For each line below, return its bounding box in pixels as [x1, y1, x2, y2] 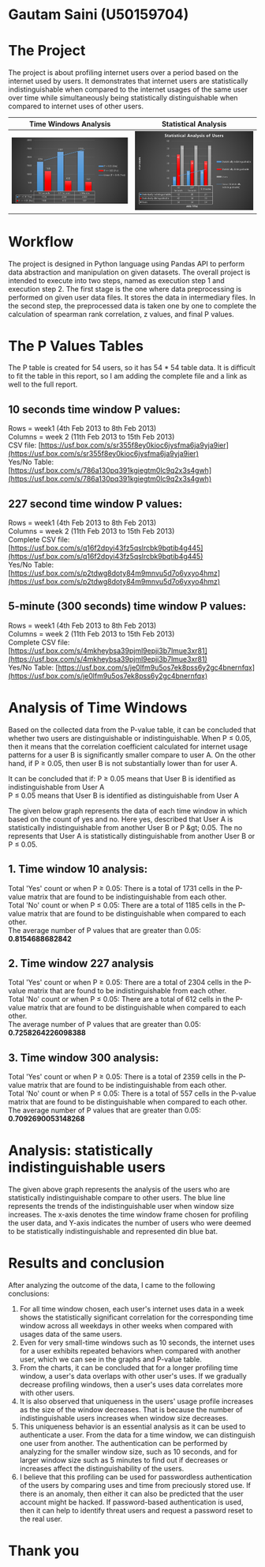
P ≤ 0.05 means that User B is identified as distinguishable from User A [8, 791, 239, 800]
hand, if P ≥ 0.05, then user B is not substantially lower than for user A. [8, 758, 238, 768]
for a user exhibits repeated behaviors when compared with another [19, 1346, 241, 1356]
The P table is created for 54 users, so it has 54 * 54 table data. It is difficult [8, 363, 256, 372]
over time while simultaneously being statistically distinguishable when [8, 93, 238, 103]
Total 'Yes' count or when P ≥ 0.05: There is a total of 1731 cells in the [8, 883, 234, 893]
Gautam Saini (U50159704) [8, 6, 189, 24]
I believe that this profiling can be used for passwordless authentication [19, 1472, 252, 1482]
